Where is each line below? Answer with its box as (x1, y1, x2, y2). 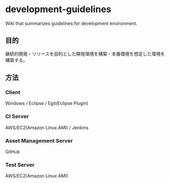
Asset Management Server (5, 137, 73, 144)
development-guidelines (5, 4, 112, 15)
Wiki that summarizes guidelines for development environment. (5, 20, 138, 26)
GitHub (5, 149, 20, 155)
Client (5, 89, 20, 96)
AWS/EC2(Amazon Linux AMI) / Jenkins (5, 124, 89, 130)
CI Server (5, 113, 29, 120)
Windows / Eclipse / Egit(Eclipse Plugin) (5, 100, 89, 106)
